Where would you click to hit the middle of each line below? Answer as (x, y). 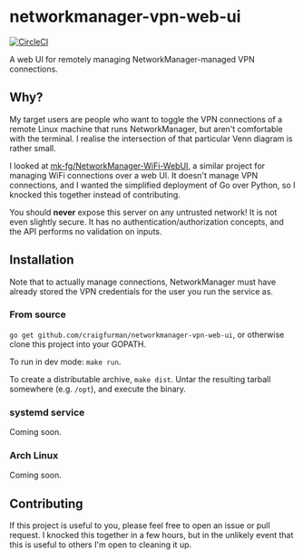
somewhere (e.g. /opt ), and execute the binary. (98, 389)
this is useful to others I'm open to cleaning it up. (101, 545)
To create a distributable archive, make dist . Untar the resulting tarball (140, 379)
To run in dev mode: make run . (65, 361)
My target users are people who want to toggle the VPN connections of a (146, 119)
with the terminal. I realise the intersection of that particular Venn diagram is (151, 139)
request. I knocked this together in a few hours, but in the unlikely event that (151, 535)
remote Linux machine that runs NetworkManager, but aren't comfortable (146, 129)
